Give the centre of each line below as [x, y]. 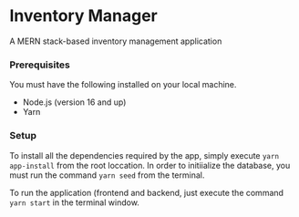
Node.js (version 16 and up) [74, 102]
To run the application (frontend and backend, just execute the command [147, 192]
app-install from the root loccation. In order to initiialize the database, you [150, 165]
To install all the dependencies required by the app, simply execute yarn [144, 155]
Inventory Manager [83, 16]
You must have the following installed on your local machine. [123, 85]
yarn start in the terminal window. [74, 202]
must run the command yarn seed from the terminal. [107, 175]
